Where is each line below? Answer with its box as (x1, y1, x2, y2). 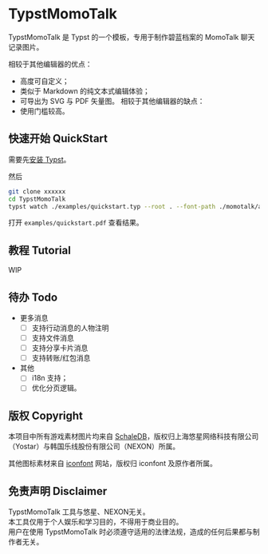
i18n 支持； (31, 373, 69, 383)
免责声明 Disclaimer (8, 484, 108, 498)
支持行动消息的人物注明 (31, 323, 109, 333)
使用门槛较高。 (19, 106, 69, 116)
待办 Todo (8, 290, 58, 304)
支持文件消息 (31, 333, 74, 343)
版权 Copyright (8, 409, 84, 422)
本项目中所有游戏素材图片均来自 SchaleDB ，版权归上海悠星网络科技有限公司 (8, 432, 259, 441)
